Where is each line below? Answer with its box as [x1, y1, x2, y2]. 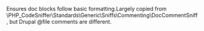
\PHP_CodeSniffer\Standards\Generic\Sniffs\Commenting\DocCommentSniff [6, 12, 198, 19]
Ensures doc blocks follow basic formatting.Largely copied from [6, 5, 167, 12]
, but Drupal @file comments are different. [6, 18, 112, 25]
